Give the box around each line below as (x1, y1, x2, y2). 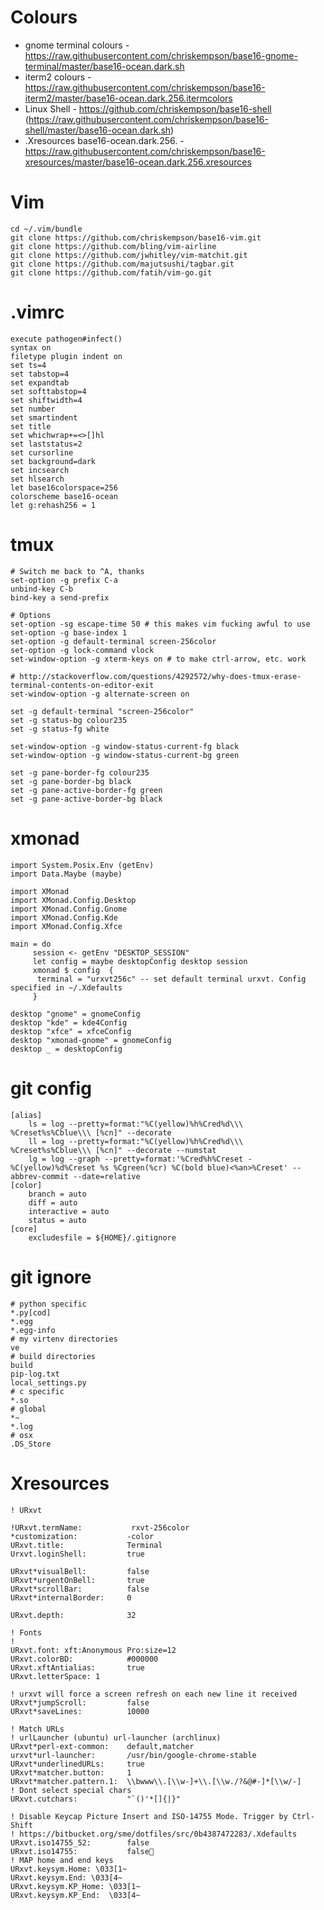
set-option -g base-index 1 (10, 627, 128, 638)
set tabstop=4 (10, 369, 70, 379)
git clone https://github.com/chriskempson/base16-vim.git (10, 232, 262, 243)
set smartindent (10, 412, 78, 423)
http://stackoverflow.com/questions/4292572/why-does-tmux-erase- (19, 671, 302, 681)
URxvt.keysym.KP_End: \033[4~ (10, 1890, 141, 1900)
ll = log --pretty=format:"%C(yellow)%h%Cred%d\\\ (28, 1136, 244, 1146)
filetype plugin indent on (10, 351, 123, 361)
